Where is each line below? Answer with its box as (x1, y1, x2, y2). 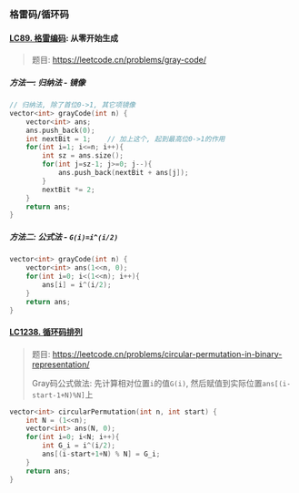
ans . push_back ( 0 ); (25, 126, 95, 135)
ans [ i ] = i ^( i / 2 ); (42, 280, 112, 289)
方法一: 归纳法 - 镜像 (9, 77, 86, 87)
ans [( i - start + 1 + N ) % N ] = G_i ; (42, 449, 161, 459)
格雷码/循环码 (9, 7, 70, 20)
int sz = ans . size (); (42, 151, 125, 160)
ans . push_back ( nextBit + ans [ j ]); (57, 169, 189, 178)
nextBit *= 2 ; (42, 185, 95, 194)
